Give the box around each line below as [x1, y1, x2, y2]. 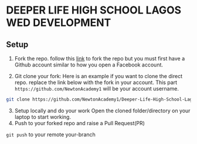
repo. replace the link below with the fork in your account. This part [14, 79, 178, 86]
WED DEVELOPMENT [6, 16, 111, 29]
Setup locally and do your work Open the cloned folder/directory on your [14, 107, 191, 114]
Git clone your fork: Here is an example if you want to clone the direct [14, 73, 183, 79]
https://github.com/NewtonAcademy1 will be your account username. [14, 85, 179, 92]
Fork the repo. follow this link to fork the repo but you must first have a [14, 55, 185, 62]
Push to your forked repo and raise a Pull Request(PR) [14, 119, 145, 126]
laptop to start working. [14, 113, 72, 120]
